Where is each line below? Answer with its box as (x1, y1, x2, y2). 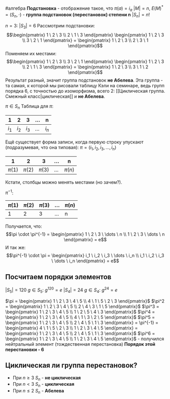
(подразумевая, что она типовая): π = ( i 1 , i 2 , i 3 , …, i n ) (5, 144, 117, 152)
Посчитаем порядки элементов (5, 272, 112, 281)
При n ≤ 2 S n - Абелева (12, 388, 64, 395)
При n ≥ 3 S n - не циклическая (12, 375, 81, 382)
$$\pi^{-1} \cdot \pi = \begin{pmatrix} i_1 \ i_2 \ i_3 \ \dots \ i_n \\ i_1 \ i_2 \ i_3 (6, 252, 164, 259)
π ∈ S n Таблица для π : (5, 103, 54, 111)
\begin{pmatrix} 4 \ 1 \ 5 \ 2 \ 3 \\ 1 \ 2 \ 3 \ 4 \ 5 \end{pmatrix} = (5, 324, 138, 331)
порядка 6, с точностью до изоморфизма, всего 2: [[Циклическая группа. (5, 88, 165, 94)
